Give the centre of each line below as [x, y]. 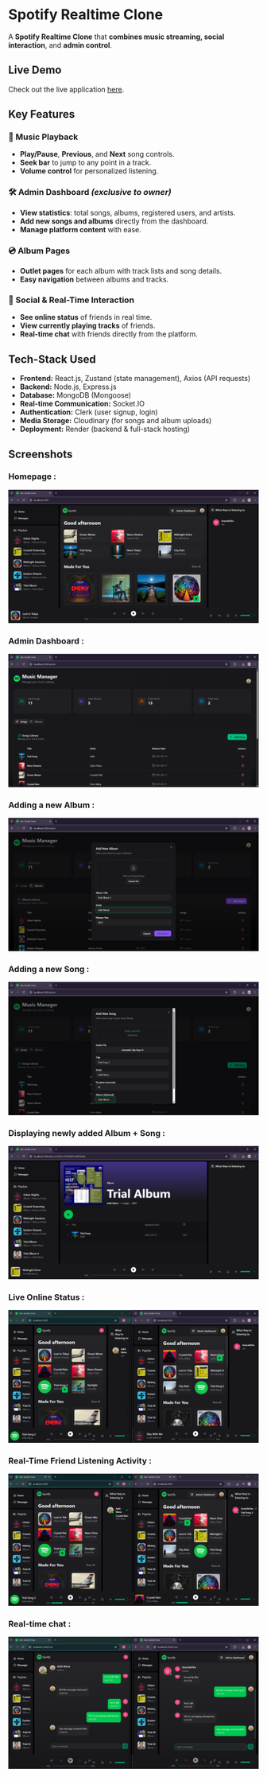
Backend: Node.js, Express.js [68, 387]
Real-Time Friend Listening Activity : [80, 1460]
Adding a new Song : [49, 969]
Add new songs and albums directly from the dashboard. [114, 221]
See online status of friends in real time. [86, 317]
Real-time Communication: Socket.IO [82, 404]
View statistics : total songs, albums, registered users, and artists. [128, 212]
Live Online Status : [46, 1297]
